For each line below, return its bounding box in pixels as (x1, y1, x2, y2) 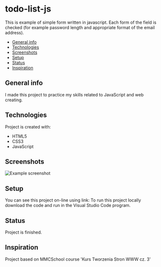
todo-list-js (5, 3, 52, 15)
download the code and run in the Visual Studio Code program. (5, 203, 131, 208)
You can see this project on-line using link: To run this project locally (5, 197, 141, 203)
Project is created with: (5, 124, 51, 129)
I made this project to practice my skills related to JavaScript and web (5, 92, 144, 97)
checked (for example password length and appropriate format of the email (5, 24, 155, 30)
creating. (5, 97, 23, 103)
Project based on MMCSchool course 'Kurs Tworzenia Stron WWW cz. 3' (5, 256, 151, 262)
